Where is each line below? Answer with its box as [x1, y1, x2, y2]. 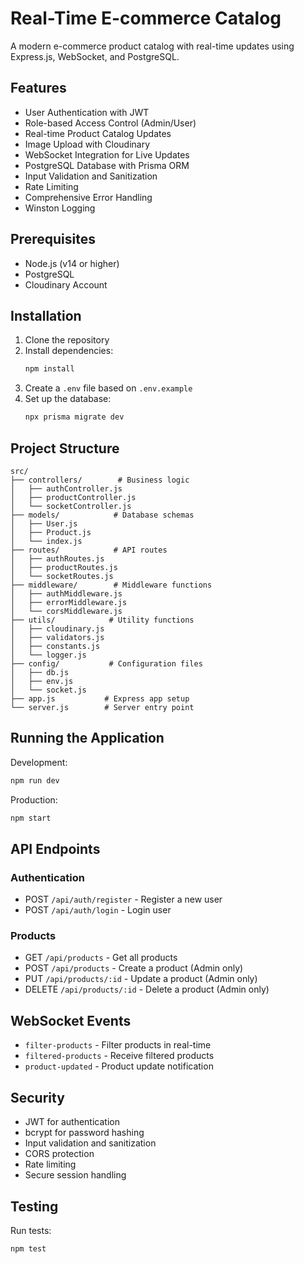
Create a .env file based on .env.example [24, 382, 193, 394]
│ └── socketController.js [10, 501, 132, 511]
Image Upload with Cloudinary [24, 138, 151, 150]
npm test [10, 1243, 47, 1254]
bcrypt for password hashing [24, 1127, 145, 1139]
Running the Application [10, 730, 165, 747]
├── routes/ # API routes [10, 545, 168, 555]
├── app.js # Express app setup [10, 693, 190, 704]
